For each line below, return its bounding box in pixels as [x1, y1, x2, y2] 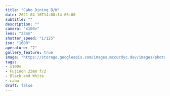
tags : [5, 59, 17, 65]
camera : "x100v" [5, 26, 39, 31]
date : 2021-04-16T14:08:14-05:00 [5, 12, 76, 17]
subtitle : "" [5, 17, 33, 22]
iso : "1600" [5, 41, 30, 46]
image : [5, 54, 19, 60]
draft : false [5, 83, 33, 88]
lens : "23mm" [5, 31, 33, 36]
